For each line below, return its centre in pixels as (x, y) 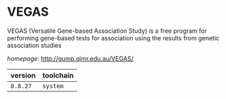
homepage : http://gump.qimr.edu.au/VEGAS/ (70, 58)
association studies (34, 45)
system (53, 86)
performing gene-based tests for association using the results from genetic (113, 38)
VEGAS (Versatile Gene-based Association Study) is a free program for (107, 31)
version (23, 75)
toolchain (58, 75)
